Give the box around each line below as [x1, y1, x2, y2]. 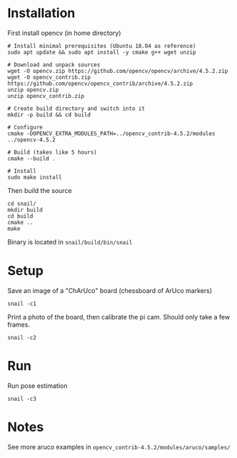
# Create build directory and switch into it [7, 105, 145, 112]
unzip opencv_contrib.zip [7, 92, 84, 99]
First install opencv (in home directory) [7, 29, 121, 37]
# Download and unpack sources [7, 61, 101, 69]
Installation [7, 5, 76, 21]
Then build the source [7, 186, 73, 194]
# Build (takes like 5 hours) [7, 149, 98, 156]
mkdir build [7, 206, 43, 214]
